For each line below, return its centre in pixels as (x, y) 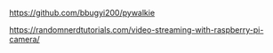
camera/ (24, 39)
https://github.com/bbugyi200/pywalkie (82, 13)
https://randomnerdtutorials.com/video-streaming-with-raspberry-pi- (136, 30)
